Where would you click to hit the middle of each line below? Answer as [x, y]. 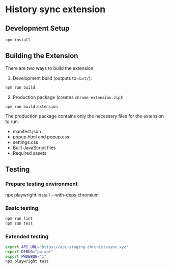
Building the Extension [42, 56]
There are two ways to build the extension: [50, 68]
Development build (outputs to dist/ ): [52, 78]
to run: [12, 121]
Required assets [30, 153]
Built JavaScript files [34, 148]
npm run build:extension [32, 106]
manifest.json [27, 132]
